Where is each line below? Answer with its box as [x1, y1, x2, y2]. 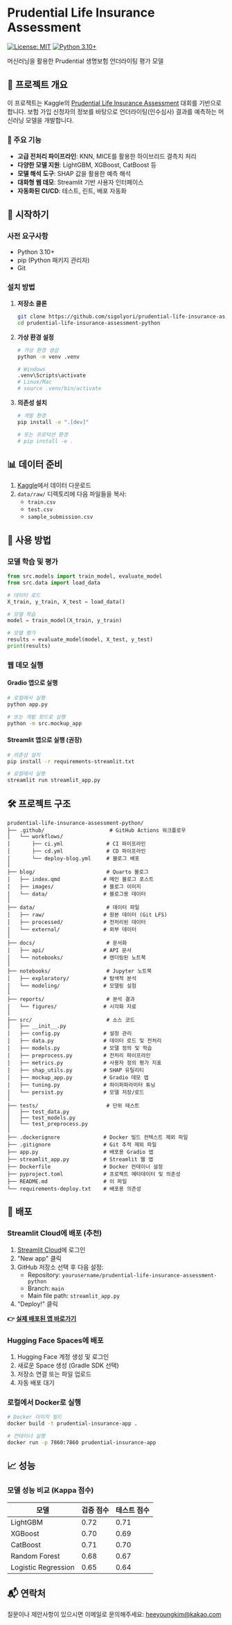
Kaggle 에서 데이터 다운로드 [17, 481, 91, 490]
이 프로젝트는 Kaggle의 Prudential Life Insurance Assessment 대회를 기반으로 [7, 98, 222, 107]
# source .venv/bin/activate [17, 385, 102, 392]
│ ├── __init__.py [7, 1023, 67, 1030]
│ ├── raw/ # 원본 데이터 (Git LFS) [7, 912, 168, 918]
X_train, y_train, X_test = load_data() [7, 598, 126, 605]
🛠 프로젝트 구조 [7, 798, 71, 810]
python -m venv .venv [17, 353, 80, 360]
